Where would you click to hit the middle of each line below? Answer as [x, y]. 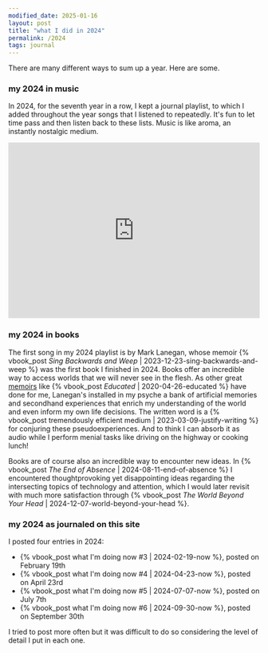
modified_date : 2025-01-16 [53, 16]
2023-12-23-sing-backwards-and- [201, 361]
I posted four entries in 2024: [56, 542]
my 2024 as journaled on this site [74, 524]
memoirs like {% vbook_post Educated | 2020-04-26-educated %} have [128, 386]
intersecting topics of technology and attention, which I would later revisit [129, 486]
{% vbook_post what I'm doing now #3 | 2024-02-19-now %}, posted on [139, 557]
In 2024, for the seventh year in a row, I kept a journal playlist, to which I [126, 106]
